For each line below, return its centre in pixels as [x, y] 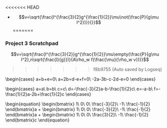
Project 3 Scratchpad [32, 43]
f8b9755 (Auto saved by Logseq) [128, 70]
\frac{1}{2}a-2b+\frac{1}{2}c [35, 94]
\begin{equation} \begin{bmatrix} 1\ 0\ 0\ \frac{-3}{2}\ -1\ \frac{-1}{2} [78, 104]
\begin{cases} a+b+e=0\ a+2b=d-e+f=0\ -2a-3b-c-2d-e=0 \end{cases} [80, 79]
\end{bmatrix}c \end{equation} [37, 120]
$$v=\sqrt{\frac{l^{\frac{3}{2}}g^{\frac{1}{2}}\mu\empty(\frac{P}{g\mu [85, 54]
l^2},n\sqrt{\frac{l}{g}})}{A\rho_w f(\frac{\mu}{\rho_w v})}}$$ [85, 59]
